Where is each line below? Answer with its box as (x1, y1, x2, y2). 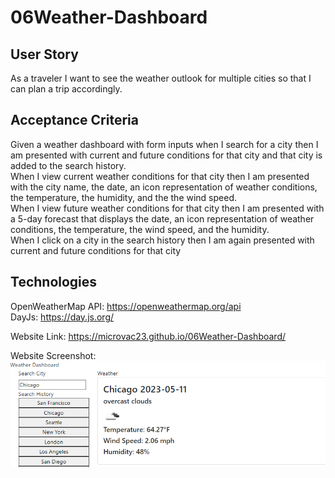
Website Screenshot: (10, 349, 97, 361)
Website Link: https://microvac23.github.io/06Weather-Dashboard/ (10, 330, 287, 342)
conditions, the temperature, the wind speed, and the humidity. (10, 223, 270, 235)
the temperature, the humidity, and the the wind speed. (10, 191, 238, 203)
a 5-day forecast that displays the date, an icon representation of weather (10, 212, 315, 225)
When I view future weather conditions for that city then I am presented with (10, 202, 325, 214)
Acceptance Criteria (10, 112, 139, 129)
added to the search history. (10, 159, 127, 171)
